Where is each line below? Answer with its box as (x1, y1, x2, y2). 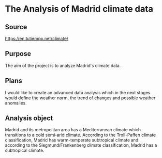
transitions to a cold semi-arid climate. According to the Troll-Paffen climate (5, 132, 156, 138)
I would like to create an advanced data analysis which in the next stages (5, 89, 151, 95)
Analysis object (5, 114, 53, 123)
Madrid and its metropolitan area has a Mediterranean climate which (5, 127, 141, 133)
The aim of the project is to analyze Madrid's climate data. (5, 62, 121, 69)
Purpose (5, 50, 31, 58)
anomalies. (5, 100, 27, 105)
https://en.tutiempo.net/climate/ (5, 35, 69, 41)
